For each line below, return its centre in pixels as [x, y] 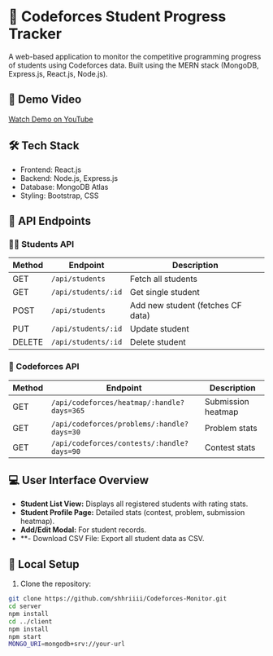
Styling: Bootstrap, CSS [59, 196]
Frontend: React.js [51, 170]
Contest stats [230, 447]
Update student [159, 329]
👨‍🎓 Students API [41, 244]
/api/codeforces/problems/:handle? [120, 424]
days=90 [66, 451]
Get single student [165, 293]
